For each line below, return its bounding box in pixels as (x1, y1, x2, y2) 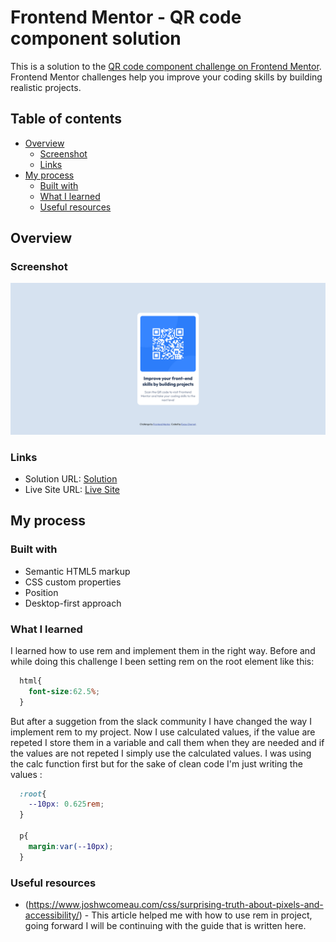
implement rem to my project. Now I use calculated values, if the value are (10, 726, 316, 738)
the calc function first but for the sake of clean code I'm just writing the (10, 757, 303, 770)
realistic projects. (10, 81, 82, 93)
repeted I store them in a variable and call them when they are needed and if (10, 736, 325, 748)
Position (24, 586, 59, 598)
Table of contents (10, 111, 122, 128)
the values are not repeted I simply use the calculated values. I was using (10, 747, 312, 759)
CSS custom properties (24, 576, 122, 588)
